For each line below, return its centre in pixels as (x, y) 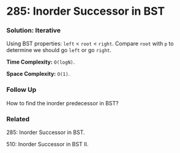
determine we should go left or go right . (59, 50)
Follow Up (21, 90)
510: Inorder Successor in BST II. (47, 144)
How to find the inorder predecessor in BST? (62, 103)
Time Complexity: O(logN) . (41, 62)
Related (18, 119)
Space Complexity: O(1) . (38, 74)
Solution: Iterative (34, 31)
